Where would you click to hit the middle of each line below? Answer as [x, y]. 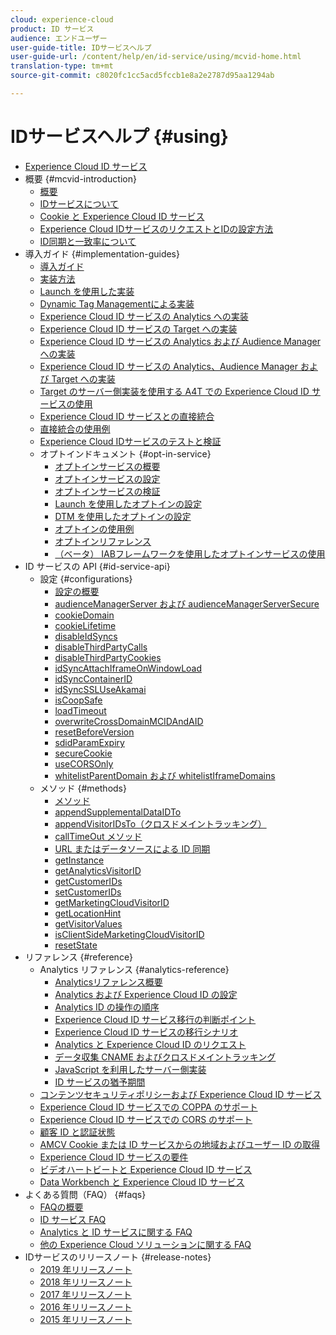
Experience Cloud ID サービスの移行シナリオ [146, 1032]
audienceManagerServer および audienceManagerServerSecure [187, 603]
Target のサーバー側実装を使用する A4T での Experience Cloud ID [174, 391]
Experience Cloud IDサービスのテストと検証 [130, 441]
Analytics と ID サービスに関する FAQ [116, 1232]
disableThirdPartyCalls [101, 647]
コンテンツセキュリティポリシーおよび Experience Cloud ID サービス [180, 1094]
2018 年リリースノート [86, 1282]
